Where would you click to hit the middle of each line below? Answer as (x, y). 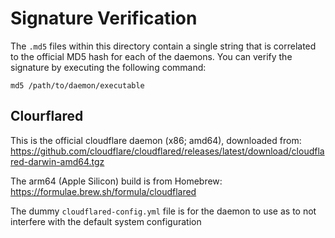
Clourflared (47, 116)
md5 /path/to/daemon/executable (77, 85)
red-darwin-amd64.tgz (57, 161)
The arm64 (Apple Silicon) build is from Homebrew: (116, 181)
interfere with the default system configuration (106, 221)
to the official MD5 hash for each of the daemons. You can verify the (151, 56)
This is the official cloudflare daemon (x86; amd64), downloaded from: (156, 140)
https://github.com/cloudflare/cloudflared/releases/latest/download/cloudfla (167, 151)
